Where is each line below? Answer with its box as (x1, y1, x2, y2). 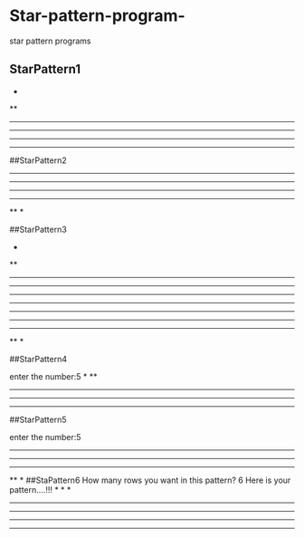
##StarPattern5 (9, 414, 67, 425)
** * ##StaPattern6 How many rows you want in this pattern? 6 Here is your (9, 475, 291, 485)
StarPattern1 (9, 62, 81, 77)
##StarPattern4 (9, 353, 68, 364)
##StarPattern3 (9, 224, 68, 235)
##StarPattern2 (9, 155, 68, 166)
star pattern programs (9, 35, 91, 46)
